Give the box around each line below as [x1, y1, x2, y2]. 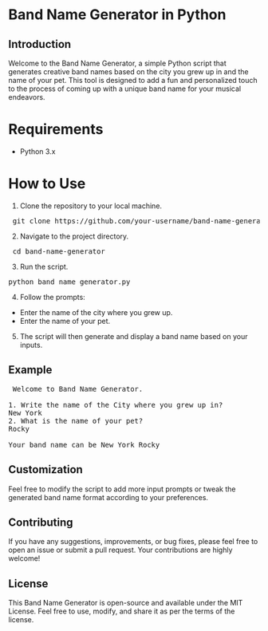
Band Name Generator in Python [8, 6, 227, 24]
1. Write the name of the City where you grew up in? [8, 400, 223, 409]
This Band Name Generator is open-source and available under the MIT [8, 598, 243, 608]
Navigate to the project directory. [19, 231, 129, 241]
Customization [8, 463, 84, 476]
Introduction [8, 37, 72, 51]
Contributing [8, 515, 73, 529]
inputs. [19, 340, 43, 349]
